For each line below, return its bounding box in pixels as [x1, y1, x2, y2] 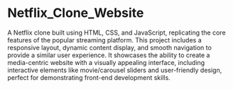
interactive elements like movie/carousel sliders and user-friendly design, [7, 66, 222, 74]
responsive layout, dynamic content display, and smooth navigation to [7, 43, 212, 52]
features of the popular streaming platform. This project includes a [7, 35, 202, 44]
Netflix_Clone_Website [7, 5, 144, 21]
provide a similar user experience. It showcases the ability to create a [7, 51, 210, 59]
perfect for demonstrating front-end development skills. [7, 73, 170, 82]
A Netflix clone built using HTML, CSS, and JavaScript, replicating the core [7, 28, 226, 37]
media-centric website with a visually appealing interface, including [7, 58, 205, 66]
